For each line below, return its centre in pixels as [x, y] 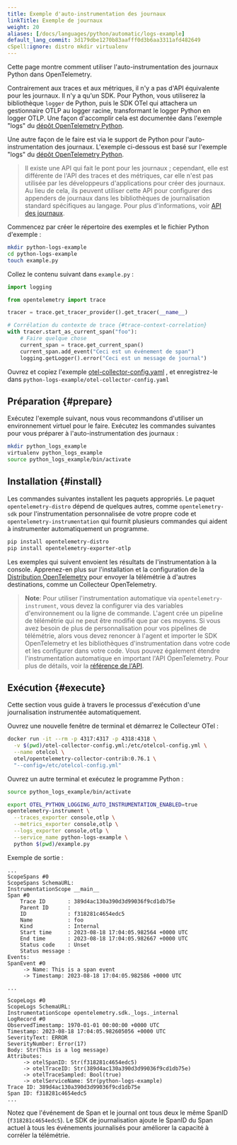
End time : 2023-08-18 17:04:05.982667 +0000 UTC [104, 938]
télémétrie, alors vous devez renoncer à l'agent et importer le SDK [121, 635]
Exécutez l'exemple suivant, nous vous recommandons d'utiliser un [105, 419]
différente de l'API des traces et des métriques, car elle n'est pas [119, 175]
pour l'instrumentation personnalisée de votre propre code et [108, 513]
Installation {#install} [55, 482]
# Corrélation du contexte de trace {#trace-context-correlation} [107, 325]
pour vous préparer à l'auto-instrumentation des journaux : [93, 434]
